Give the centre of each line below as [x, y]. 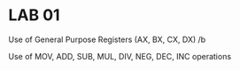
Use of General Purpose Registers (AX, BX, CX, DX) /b [107, 39]
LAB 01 [34, 15]
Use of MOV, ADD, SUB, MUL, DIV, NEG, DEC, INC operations [120, 56]
